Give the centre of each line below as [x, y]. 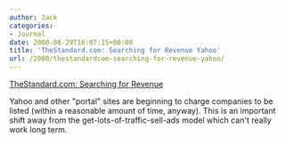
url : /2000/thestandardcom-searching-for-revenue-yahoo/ [117, 59]
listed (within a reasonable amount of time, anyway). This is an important [142, 111]
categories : [31, 26]
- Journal [28, 34]
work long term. [38, 129]
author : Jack [33, 17]
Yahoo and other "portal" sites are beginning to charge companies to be [141, 101]
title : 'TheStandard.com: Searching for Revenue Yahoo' [115, 51]
